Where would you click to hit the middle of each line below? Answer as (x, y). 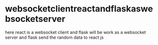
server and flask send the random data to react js (54, 37)
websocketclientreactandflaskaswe (79, 9)
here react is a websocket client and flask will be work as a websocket (76, 32)
